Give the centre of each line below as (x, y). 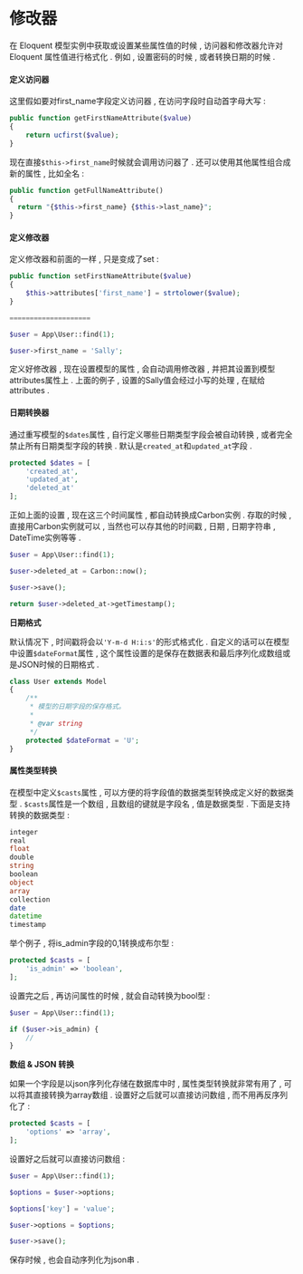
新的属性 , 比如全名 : (47, 173)
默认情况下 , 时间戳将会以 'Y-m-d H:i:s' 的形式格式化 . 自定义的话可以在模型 (149, 642)
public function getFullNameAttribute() (87, 190)
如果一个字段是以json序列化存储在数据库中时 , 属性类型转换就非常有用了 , (146, 1084)
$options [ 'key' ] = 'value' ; (62, 1209)
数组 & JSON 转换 (42, 1065)
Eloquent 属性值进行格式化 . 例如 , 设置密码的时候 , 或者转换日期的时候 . (142, 56)
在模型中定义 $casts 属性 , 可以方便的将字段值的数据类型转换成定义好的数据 (148, 792)
